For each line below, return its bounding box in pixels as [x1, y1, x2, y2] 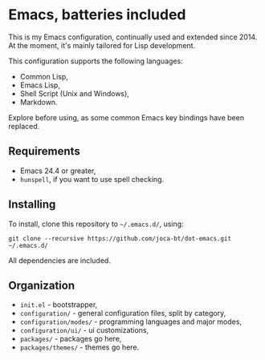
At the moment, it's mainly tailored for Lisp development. [8, 40, 196, 50]
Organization [8, 278, 75, 292]
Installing [8, 198, 56, 212]
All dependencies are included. [8, 255, 111, 265]
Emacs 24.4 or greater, [19, 166, 96, 176]
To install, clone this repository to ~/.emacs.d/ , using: [8, 219, 184, 229]
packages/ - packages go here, [19, 334, 122, 344]
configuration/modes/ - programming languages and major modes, [19, 317, 243, 326]
